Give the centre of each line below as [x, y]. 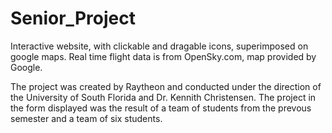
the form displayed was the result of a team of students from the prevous [161, 108]
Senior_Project [73, 18]
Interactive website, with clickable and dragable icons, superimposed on [159, 46]
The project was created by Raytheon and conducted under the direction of [166, 86]
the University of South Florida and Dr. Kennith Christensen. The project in [163, 97]
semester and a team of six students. [86, 118]
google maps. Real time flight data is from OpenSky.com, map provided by [163, 56]
